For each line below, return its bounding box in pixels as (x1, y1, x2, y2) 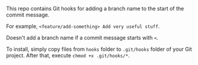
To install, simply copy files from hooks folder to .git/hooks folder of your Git (6, 45, 192, 53)
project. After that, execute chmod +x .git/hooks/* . (6, 52, 130, 58)
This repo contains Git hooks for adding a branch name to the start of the (6, 5, 184, 12)
